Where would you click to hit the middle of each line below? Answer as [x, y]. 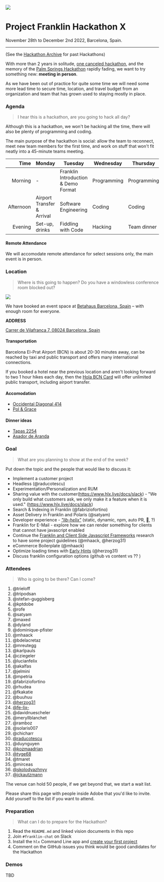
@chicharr [23, 733]
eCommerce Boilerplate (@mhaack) [48, 545]
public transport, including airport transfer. [48, 382]
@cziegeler [24, 656]
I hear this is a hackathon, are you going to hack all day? [74, 117]
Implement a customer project [43, 478]
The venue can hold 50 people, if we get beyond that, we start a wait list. [79, 784]
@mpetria [22, 676]
